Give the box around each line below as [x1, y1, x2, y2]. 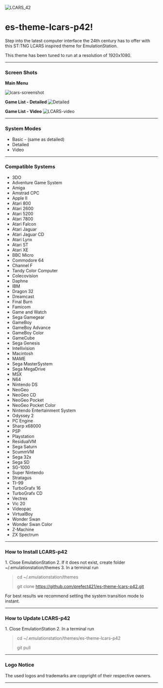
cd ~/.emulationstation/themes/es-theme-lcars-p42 [16, 635, 121, 641]
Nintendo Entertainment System [12, 407, 76, 413]
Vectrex [12, 495, 28, 501]
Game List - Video [5, 109, 42, 115]
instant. [5, 598, 20, 604]
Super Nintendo [12, 469, 44, 475]
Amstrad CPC [12, 190, 40, 196]
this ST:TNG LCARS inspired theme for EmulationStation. [5, 43, 118, 49]
